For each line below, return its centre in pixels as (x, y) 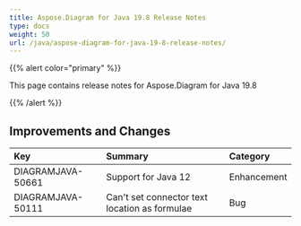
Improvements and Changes (90, 131)
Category (249, 156)
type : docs (30, 26)
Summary (128, 156)
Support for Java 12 (148, 178)
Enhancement (258, 178)
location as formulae (149, 209)
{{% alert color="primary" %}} (65, 68)
